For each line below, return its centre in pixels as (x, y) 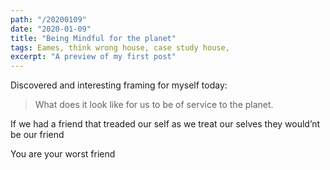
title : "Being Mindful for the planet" (93, 38)
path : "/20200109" (48, 19)
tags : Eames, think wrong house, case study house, (120, 47)
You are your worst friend (63, 154)
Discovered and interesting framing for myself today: (119, 85)
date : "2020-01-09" (51, 29)
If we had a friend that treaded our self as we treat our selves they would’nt (165, 124)
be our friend (37, 135)
